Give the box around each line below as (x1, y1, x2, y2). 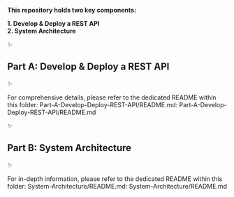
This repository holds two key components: (7, 6, 137, 14)
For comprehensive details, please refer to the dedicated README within (7, 93, 217, 102)
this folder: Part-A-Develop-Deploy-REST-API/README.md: (7, 100, 178, 109)
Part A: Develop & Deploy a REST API (7, 61, 170, 72)
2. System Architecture (7, 27, 76, 35)
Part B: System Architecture (7, 142, 131, 154)
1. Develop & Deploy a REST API (7, 19, 100, 27)
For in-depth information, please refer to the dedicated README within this (7, 174, 223, 183)
